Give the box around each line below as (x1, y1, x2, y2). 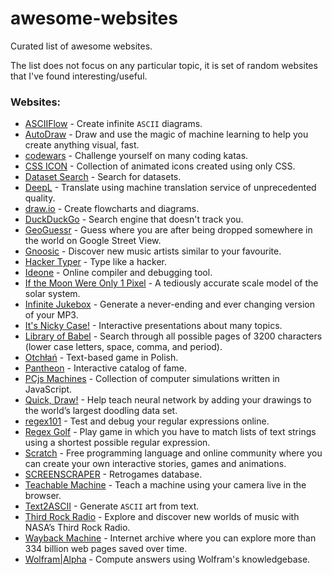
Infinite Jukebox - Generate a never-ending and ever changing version (24, 298, 315, 311)
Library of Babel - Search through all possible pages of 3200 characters (24, 330, 323, 342)
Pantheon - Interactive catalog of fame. (24, 362, 187, 374)
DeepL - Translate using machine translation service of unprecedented (24, 182, 317, 194)
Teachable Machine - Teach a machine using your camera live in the (24, 479, 307, 491)
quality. (24, 192, 56, 204)
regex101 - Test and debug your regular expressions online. (24, 415, 270, 427)
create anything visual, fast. (24, 139, 140, 151)
